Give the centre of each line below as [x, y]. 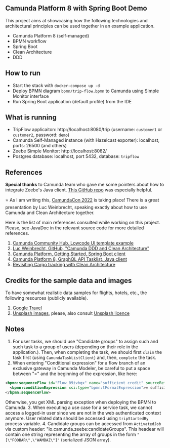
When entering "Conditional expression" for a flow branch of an [79, 363]
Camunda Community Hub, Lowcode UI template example [73, 243]
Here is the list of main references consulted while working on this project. [83, 223]
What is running [31, 118]
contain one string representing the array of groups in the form [71, 434]
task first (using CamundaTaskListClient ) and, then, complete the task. [84, 357]
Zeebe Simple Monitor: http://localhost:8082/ [60, 151]
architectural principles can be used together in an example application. [80, 26]
